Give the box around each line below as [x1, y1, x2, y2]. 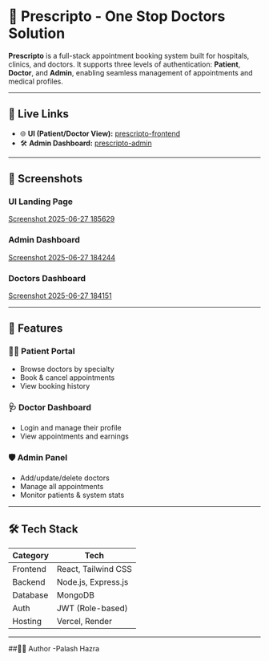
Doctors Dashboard [8, 272, 86, 284]
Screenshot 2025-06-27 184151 [8, 291, 112, 300]
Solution [8, 24, 66, 43]
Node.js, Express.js [56, 577, 129, 588]
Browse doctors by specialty [19, 364, 114, 373]
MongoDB [56, 590, 94, 601]
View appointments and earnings [19, 431, 130, 441]
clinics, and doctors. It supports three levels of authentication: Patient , [8, 59, 241, 69]
